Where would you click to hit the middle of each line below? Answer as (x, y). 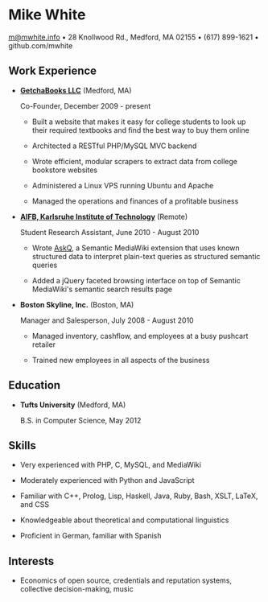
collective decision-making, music (77, 589)
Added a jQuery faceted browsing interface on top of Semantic (136, 280)
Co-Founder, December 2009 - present (85, 105)
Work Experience (53, 71)
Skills (22, 445)
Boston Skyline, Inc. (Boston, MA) (77, 304)
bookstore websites (65, 170)
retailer (44, 344)
